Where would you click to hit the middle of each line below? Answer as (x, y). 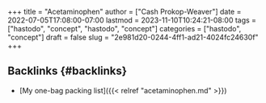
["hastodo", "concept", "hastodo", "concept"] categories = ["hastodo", (125, 29)
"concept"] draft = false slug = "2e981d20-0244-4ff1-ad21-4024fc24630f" (133, 37)
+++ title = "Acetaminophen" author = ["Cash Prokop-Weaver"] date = (125, 12)
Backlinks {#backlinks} (67, 71)
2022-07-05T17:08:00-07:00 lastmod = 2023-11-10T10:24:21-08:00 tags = (132, 20)
